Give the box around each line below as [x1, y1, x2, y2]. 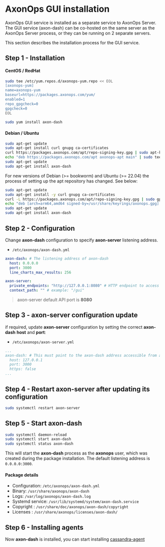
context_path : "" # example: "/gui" [9, 288, 84, 293]
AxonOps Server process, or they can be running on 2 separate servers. [5, 30, 151, 36]
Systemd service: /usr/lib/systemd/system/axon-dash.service [12, 498, 139, 505]
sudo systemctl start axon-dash [5, 437, 71, 442]
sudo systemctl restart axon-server [5, 405, 80, 410]
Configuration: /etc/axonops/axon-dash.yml [12, 483, 100, 489]
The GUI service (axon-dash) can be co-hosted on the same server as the [5, 25, 155, 30]
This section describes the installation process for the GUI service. [5, 39, 140, 45]
